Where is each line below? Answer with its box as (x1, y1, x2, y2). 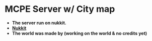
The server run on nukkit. (12, 20, 66, 26)
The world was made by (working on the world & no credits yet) (12, 30, 147, 36)
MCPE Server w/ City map (5, 3, 115, 15)
